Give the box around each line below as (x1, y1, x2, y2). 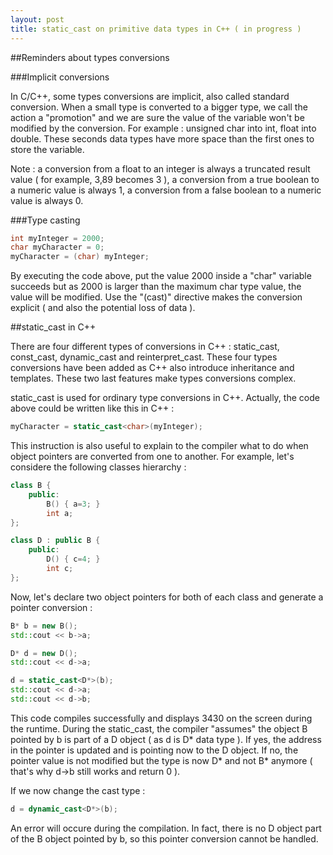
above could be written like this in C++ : (10, 402, 175, 415)
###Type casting (10, 214, 81, 226)
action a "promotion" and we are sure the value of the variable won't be (10, 111, 305, 123)
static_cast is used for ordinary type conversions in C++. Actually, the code (10, 392, 320, 404)
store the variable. (10, 143, 85, 155)
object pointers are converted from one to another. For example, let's (10, 451, 295, 462)
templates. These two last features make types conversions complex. (10, 372, 297, 385)
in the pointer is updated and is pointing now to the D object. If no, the (10, 744, 299, 756)
